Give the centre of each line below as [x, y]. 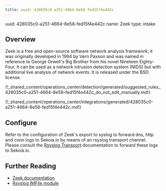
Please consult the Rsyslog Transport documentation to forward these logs [82, 145]
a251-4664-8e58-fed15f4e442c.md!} [43, 107]
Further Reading [31, 166]
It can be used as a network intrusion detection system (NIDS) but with [89, 67]
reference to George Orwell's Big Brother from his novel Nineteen [72, 62]
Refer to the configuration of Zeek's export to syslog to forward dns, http [80, 135]
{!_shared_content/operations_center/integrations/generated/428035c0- [79, 102]
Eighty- [147, 62]
